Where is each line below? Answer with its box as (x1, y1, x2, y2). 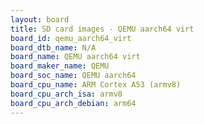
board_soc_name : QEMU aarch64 (10, 71, 137, 81)
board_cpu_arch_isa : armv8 (10, 89, 123, 99)
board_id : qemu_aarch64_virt (10, 33, 132, 43)
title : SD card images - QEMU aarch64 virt (10, 24, 195, 34)
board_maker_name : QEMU (10, 61, 110, 71)
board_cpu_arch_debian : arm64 (10, 98, 137, 108)
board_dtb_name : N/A (10, 42, 97, 53)
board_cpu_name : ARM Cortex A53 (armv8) (10, 80, 182, 90)
